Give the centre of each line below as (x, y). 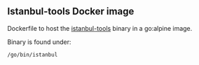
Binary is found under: (39, 42)
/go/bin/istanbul (33, 55)
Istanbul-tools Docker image (71, 12)
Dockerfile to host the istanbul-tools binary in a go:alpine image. (100, 28)
